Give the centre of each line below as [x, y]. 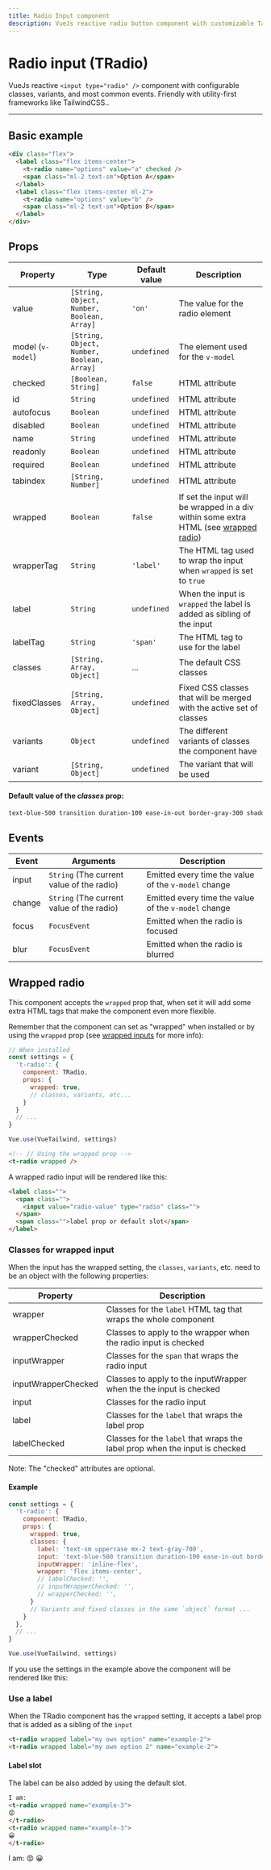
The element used [213, 346]
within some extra [213, 517]
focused [162, 931]
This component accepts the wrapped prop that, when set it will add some [130, 1002]
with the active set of [218, 708]
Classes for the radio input [156, 1402]
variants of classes [214, 741]
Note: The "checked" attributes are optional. [82, 1468]
